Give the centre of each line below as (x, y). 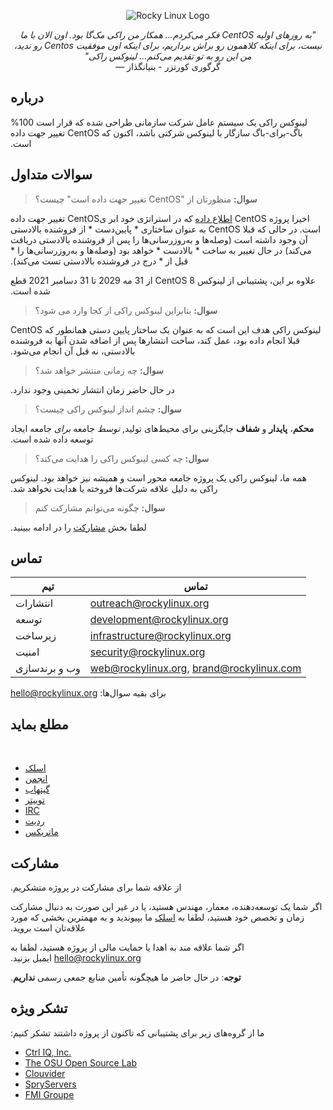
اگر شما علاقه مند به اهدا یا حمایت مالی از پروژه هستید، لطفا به (127, 947)
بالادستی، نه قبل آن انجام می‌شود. (73, 351)
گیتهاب (37, 789)
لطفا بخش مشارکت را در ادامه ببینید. (78, 527)
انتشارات (34, 603)
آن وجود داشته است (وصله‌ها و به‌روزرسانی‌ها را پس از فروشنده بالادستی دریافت (159, 239)
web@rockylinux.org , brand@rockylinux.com (195, 668)
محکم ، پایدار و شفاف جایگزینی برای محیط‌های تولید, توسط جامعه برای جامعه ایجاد (162, 428)
